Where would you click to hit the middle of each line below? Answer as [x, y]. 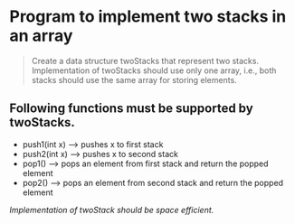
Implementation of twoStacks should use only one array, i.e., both [154, 70]
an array [41, 36]
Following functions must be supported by [131, 109]
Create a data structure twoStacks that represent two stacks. [145, 61]
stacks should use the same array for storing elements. [134, 79]
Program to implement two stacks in [148, 17]
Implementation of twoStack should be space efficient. [112, 210]
